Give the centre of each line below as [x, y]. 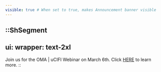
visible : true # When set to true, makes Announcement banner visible [81, 10]
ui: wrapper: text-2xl [38, 48]
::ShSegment [26, 30]
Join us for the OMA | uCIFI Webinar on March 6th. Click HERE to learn [78, 59]
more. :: [13, 65]
